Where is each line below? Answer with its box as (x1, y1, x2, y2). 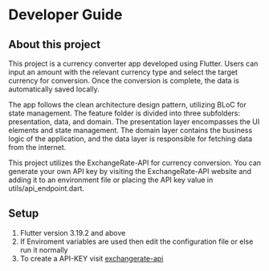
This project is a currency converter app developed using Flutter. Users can (8, 59, 259, 68)
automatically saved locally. (8, 84, 100, 94)
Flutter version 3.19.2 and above (19, 228, 126, 237)
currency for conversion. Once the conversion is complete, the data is (8, 76, 239, 85)
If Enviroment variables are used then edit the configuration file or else (19, 237, 254, 246)
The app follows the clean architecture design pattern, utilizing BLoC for (8, 100, 247, 109)
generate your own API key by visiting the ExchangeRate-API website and (8, 167, 251, 176)
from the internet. (8, 143, 67, 152)
